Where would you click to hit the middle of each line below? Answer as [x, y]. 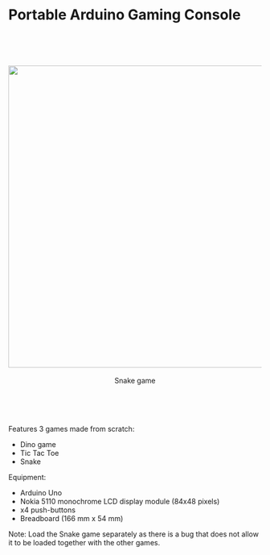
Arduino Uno [41, 492]
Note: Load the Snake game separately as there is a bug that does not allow [134, 534]
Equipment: [27, 477]
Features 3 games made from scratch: [72, 429]
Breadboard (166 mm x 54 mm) [72, 518]
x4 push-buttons [48, 510]
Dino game [38, 444]
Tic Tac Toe [39, 453]
